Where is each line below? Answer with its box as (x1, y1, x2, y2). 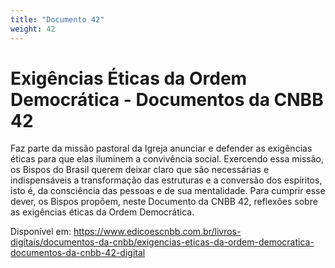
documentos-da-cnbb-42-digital (10, 247, 146, 259)
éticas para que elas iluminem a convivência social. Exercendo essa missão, (10, 153, 325, 165)
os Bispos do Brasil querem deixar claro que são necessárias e (10, 164, 270, 176)
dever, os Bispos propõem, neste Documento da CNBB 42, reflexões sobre (10, 196, 318, 208)
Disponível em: (10, 226, 72, 238)
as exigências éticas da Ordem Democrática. (10, 206, 195, 218)
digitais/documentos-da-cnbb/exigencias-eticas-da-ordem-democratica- (10, 236, 315, 248)
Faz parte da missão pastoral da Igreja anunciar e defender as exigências (10, 142, 313, 155)
